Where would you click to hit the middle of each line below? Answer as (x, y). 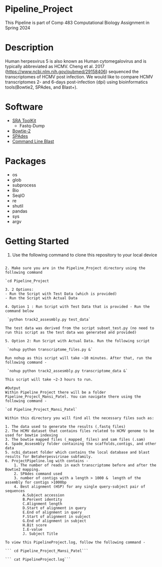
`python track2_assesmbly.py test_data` (49, 319)
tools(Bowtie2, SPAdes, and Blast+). (41, 87)
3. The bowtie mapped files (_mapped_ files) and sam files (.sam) (75, 439)
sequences (15, 491)
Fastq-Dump (32, 125)
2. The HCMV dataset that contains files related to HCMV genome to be (80, 431)
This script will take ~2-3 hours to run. (49, 379)
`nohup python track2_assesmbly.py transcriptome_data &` (68, 371)
